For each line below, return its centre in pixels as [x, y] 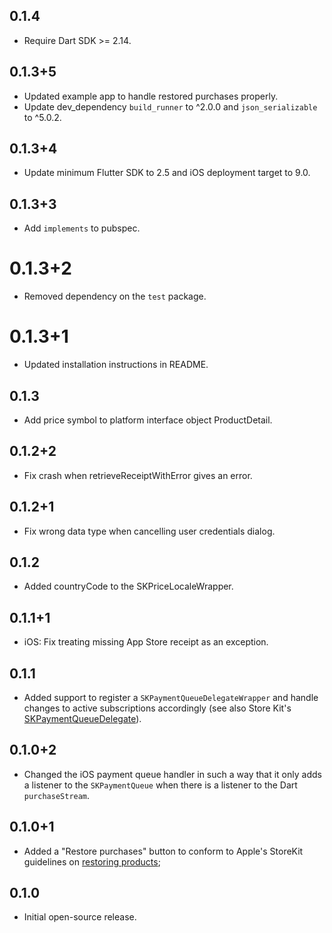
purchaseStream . [57, 795]
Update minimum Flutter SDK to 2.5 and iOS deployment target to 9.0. [167, 173]
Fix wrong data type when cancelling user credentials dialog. [149, 531]
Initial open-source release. [80, 917]
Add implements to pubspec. [82, 228]
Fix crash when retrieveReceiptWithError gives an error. [138, 475]
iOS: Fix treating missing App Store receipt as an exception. [146, 642]
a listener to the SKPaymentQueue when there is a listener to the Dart [160, 785]
